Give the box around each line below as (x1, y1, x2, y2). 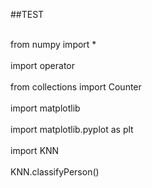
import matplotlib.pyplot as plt (10, 124, 134, 135)
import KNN (10, 145, 60, 156)
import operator (10, 60, 75, 71)
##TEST (10, 9, 45, 20)
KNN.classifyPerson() (10, 166, 100, 178)
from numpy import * (10, 39, 97, 50)
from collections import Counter (10, 81, 142, 93)
